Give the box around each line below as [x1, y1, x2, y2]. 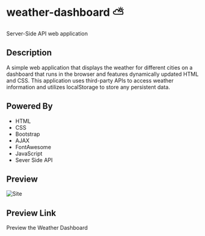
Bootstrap [15, 130, 40, 138]
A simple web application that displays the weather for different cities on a [6, 64, 193, 71]
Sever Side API [15, 156, 53, 163]
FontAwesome [15, 143, 52, 150]
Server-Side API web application [6, 29, 88, 37]
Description [6, 48, 52, 58]
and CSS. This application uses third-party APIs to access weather [6, 76, 174, 84]
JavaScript [15, 150, 43, 157]
